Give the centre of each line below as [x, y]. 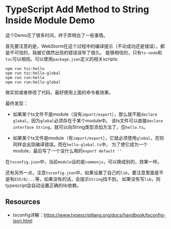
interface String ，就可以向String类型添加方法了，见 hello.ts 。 [80, 127]
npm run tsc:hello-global [33, 73]
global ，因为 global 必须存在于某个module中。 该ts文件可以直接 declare [88, 120]
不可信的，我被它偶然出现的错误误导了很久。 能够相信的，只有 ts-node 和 [86, 52]
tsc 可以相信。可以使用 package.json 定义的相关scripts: [62, 59]
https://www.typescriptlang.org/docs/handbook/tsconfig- [104, 215]
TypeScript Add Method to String [77, 9]
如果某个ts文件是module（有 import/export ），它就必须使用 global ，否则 [88, 138]
